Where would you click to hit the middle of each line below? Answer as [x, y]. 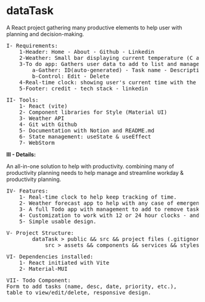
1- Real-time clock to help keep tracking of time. [98, 197]
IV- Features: [27, 191]
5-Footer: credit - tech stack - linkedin [84, 88]
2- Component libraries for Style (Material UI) [93, 112]
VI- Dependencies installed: [50, 256]
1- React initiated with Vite [64, 263]
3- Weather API [42, 118]
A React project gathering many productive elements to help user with [94, 28]
